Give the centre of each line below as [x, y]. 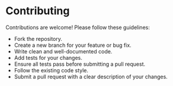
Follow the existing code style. [51, 70]
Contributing [38, 11]
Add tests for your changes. [48, 58]
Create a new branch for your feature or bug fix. [73, 45]
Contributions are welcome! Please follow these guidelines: [78, 27]
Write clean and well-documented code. [63, 51]
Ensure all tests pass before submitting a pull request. [80, 64]
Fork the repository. [38, 39]
